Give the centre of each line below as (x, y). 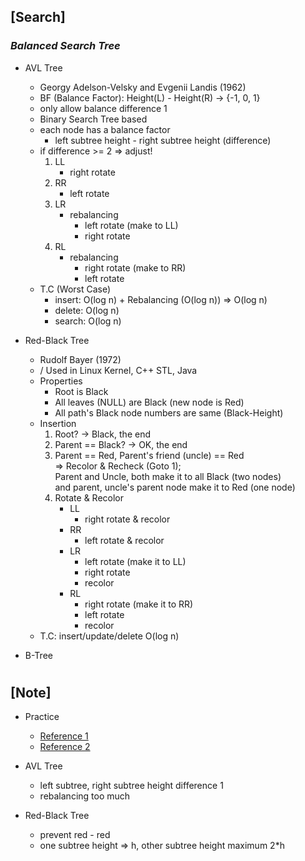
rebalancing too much (85, 796)
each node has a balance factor (105, 129)
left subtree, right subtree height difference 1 (131, 786)
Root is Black (81, 391)
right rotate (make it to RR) (139, 604)
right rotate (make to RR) (135, 267)
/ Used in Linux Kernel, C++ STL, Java (118, 370)
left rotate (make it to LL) (135, 561)
